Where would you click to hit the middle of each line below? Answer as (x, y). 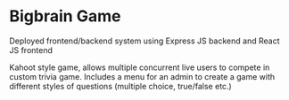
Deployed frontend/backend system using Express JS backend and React (144, 41)
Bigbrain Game (65, 16)
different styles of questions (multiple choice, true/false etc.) (120, 86)
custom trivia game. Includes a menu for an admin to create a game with (142, 76)
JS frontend (31, 50)
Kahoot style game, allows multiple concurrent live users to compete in (140, 67)
